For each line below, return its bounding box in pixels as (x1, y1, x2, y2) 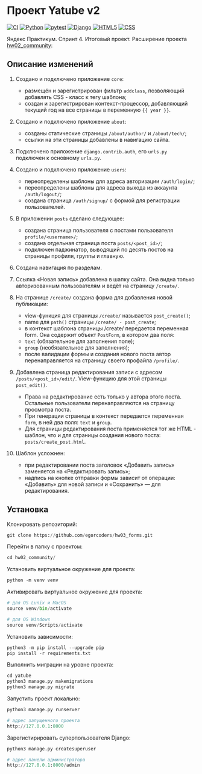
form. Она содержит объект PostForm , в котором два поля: (24, 331, 175, 338)
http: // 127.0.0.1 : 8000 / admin (7, 762, 80, 769)
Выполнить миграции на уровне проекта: (7, 661, 114, 668)
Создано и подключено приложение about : (15, 118, 127, 125)
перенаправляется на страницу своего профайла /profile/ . (24, 357, 180, 364)
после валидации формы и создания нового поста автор (24, 350, 171, 357)
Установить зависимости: (7, 633, 73, 640)
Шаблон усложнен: (15, 449, 65, 456)
